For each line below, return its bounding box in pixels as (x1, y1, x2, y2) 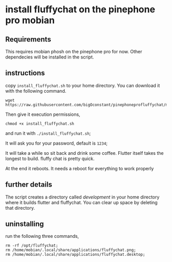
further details (5, 180, 53, 189)
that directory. (5, 205, 35, 211)
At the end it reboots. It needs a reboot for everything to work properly (5, 165, 154, 171)
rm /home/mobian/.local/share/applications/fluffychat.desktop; (5, 252, 145, 257)
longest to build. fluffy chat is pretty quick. (5, 155, 95, 162)
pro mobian (5, 14, 55, 26)
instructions (5, 69, 45, 77)
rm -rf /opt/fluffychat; (5, 243, 58, 248)
